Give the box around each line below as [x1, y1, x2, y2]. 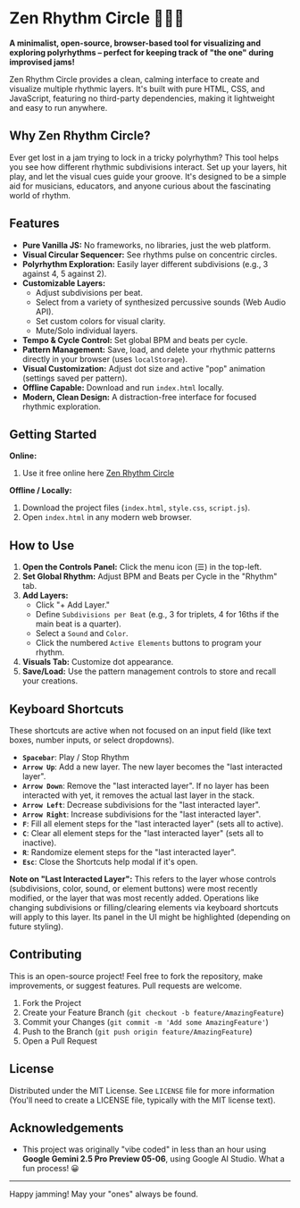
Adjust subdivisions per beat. [35, 287, 143, 298]
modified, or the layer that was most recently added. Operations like [9, 893, 259, 903]
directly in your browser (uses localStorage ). [21, 353, 188, 365]
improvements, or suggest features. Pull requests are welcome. [9, 980, 243, 991]
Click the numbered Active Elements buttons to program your [35, 638, 262, 649]
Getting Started [9, 426, 97, 441]
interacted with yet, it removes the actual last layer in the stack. [21, 790, 255, 801]
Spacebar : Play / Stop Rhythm [21, 752, 129, 762]
